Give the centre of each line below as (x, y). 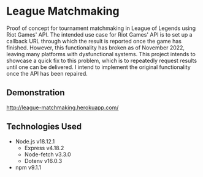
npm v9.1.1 (28, 167)
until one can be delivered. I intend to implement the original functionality (99, 67)
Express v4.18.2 (44, 148)
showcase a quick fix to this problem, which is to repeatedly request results (102, 60)
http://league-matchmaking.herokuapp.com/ (63, 107)
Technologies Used (44, 127)
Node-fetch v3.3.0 (48, 154)
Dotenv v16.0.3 (43, 161)
